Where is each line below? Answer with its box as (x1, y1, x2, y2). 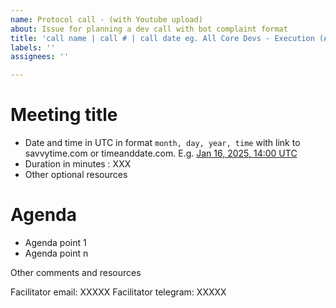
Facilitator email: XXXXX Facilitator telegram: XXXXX (10, 286, 227, 298)
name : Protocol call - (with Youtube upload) (10, 14, 203, 25)
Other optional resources (24, 169, 128, 181)
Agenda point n (24, 247, 89, 259)
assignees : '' (10, 52, 70, 62)
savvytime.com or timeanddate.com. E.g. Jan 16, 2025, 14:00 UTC (24, 147, 298, 160)
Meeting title (10, 104, 118, 126)
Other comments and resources (10, 267, 142, 278)
